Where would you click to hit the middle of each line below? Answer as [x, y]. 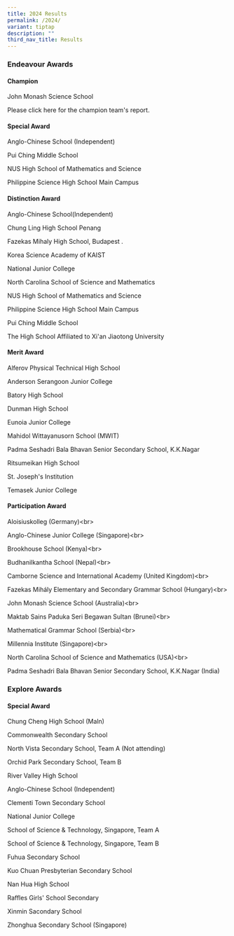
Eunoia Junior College [39, 422]
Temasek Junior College [42, 490]
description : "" [31, 33]
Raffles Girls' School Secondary [53, 898]
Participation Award [37, 506]
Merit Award [26, 352]
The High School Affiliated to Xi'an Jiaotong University [86, 336]
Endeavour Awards [40, 64]
